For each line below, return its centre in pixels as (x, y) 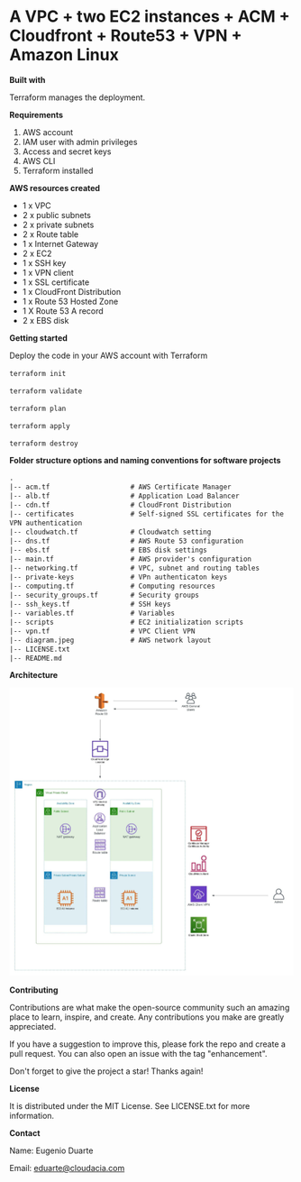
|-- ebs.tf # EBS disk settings (108, 550)
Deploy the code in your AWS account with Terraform (109, 355)
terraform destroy (44, 444)
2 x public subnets (57, 215)
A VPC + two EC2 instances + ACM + (150, 17)
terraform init (38, 373)
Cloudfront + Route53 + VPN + (126, 36)
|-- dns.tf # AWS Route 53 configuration (127, 541)
